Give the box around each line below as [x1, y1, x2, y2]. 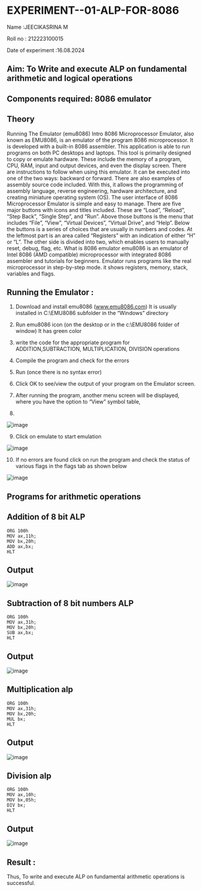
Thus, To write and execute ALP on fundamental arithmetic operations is [7, 873, 185, 880]
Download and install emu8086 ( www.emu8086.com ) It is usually [15, 303, 177, 310]
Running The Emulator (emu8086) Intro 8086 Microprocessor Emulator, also [7, 130, 194, 137]
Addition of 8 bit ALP [7, 512, 86, 522]
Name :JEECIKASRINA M [7, 23, 68, 31]
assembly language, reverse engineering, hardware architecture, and [7, 187, 177, 195]
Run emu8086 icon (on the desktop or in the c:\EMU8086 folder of [15, 321, 180, 328]
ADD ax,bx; [7, 543, 34, 550]
